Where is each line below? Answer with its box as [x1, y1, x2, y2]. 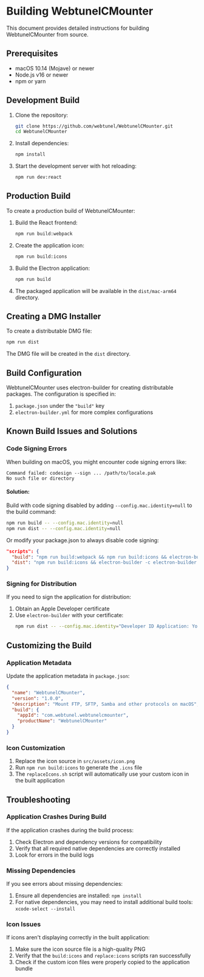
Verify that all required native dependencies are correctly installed [15, 844, 181, 852]
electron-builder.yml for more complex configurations [15, 409, 154, 416]
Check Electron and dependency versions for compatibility [15, 838, 163, 846]
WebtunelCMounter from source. [6, 30, 89, 38]
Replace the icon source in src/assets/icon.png [15, 758, 135, 765]
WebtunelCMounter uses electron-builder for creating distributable [6, 384, 174, 391]
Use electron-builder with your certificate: [15, 612, 124, 619]
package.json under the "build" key [15, 402, 105, 409]
